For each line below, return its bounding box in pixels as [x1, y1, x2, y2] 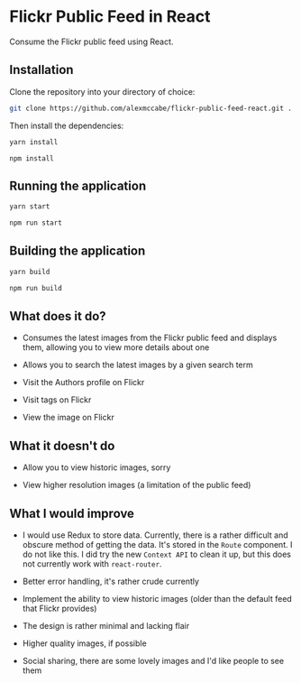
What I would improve [9, 505, 135, 521]
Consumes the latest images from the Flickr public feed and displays [22, 332, 278, 344]
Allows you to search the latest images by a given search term [22, 359, 254, 371]
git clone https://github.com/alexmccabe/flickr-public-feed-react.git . [9, 104, 293, 113]
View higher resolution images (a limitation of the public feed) [22, 480, 251, 491]
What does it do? [9, 309, 106, 324]
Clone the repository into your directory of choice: [9, 86, 196, 97]
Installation [9, 62, 74, 78]
